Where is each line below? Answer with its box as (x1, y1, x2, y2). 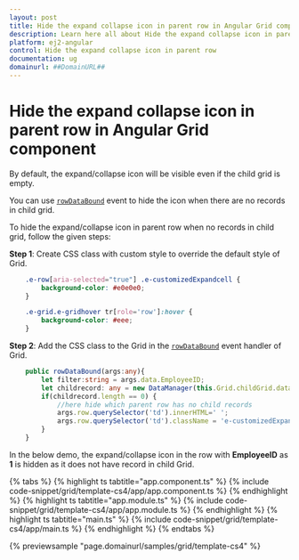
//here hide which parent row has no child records (56, 400, 253, 410)
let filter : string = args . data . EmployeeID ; (41, 375, 205, 384)
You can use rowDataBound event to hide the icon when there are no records (9, 195, 286, 206)
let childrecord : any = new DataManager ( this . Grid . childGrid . (41, 384, 277, 393)
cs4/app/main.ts (9, 523, 69, 534)
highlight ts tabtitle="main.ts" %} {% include (9, 514, 172, 524)
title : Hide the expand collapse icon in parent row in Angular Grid (9, 21, 273, 30)
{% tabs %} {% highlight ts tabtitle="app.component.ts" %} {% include (9, 475, 270, 486)
